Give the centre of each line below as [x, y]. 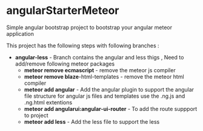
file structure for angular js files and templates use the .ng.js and [105, 96]
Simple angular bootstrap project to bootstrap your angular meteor [89, 27]
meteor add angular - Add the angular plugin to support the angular [109, 89]
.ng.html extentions [48, 102]
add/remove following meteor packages [65, 64]
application [20, 33]
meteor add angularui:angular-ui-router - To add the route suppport [111, 109]
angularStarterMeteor [63, 11]
